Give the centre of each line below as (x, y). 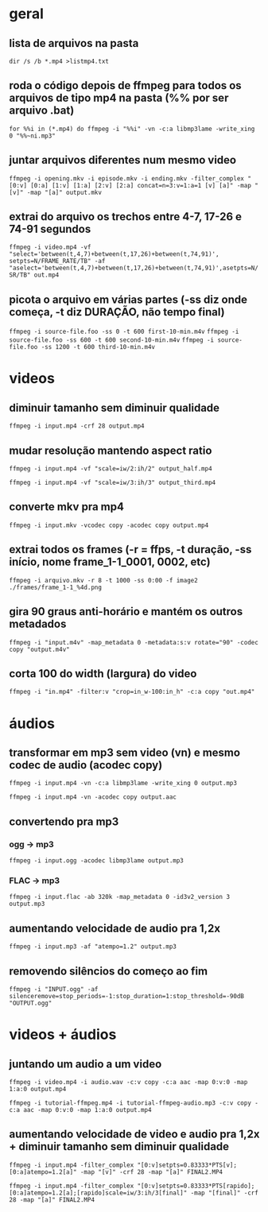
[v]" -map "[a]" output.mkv (56, 192)
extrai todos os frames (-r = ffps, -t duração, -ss (130, 550)
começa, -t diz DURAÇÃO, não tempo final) (117, 312)
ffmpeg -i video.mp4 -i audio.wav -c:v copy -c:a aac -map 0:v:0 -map (128, 1082)
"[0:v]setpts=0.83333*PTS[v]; (187, 1165)
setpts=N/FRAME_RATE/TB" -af (57, 261)
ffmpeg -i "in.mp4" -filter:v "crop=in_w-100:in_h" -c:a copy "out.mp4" (132, 692)
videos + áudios (63, 1035)
